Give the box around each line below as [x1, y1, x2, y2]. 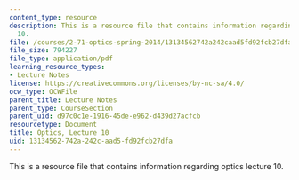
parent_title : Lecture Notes [9, 95, 117, 105]
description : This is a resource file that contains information [9, 21, 256, 30]
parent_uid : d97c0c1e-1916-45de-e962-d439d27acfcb [9, 112, 201, 121]
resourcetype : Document [9, 121, 98, 129]
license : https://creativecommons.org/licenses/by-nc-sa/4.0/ [9, 79, 245, 88]
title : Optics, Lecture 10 [9, 129, 109, 137]
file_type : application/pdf [9, 54, 114, 63]
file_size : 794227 [9, 46, 77, 55]
